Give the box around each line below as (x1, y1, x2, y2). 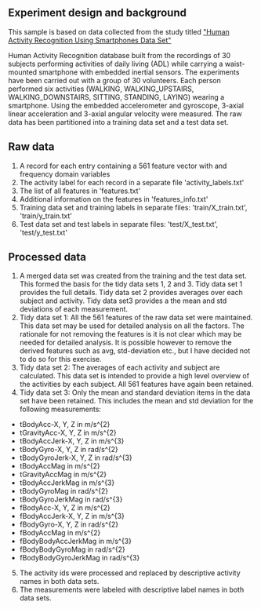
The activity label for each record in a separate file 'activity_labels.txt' (19, 177, 245, 187)
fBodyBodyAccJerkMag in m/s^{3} (19, 537, 132, 546)
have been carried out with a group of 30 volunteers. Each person (8, 75, 221, 85)
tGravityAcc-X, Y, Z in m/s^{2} (19, 428, 118, 438)
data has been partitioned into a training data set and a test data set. (8, 117, 229, 126)
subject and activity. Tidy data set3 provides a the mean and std (19, 296, 227, 305)
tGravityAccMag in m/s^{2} (19, 470, 107, 480)
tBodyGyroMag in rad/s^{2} (19, 487, 109, 496)
